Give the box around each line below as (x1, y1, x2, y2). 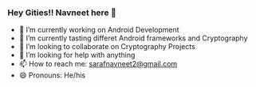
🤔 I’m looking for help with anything (18, 51, 136, 60)
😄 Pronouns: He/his (18, 70, 85, 80)
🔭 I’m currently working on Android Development (18, 25, 180, 35)
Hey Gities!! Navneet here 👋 (7, 7, 116, 18)
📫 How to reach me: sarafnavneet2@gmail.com (18, 59, 178, 69)
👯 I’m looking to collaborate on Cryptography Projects (18, 42, 196, 51)
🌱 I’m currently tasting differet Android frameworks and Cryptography (18, 33, 248, 43)
